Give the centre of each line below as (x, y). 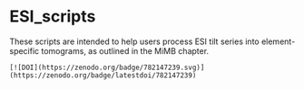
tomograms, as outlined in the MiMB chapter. (125, 50)
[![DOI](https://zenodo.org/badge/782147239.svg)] (107, 67)
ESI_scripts (53, 17)
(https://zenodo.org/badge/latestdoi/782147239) (103, 75)
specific (25, 50)
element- (279, 41)
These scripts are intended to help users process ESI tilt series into (135, 41)
